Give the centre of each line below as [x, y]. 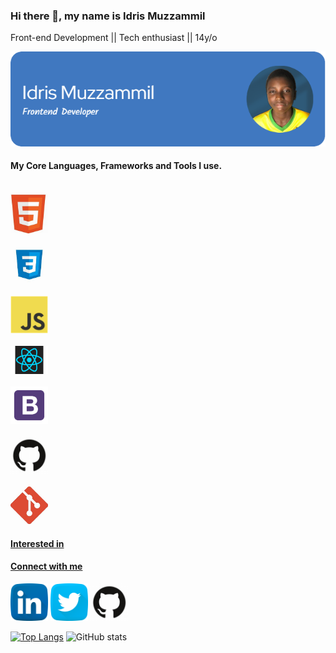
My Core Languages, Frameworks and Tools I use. [116, 166]
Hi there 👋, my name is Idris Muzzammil [108, 16]
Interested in [37, 543]
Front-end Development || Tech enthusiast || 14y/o [114, 38]
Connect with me [46, 566]
